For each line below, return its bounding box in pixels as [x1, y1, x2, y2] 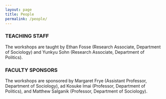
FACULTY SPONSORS [5, 66, 58, 73]
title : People [5, 12, 35, 17]
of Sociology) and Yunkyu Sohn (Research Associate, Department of [5, 49, 145, 55]
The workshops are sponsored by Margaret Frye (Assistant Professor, [5, 77, 147, 84]
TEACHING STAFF [5, 33, 49, 39]
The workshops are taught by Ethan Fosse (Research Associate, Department [5, 44, 161, 50]
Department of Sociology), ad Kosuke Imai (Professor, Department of [5, 83, 146, 89]
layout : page [5, 7, 32, 12]
